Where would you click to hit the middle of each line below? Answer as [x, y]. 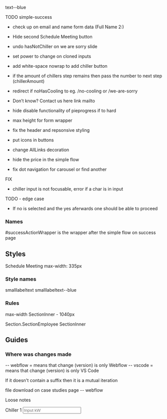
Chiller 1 [13, 410]
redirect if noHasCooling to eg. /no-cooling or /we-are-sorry [75, 91]
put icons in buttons [33, 140]
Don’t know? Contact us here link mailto [54, 101]
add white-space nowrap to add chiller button [60, 66]
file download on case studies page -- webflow [54, 390]
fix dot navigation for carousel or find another [60, 169]
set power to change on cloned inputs [52, 56]
